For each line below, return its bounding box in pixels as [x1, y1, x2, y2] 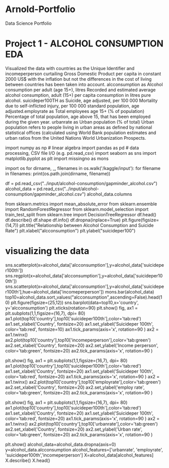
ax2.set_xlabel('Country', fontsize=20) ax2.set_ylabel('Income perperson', [5, 342, 159, 348]
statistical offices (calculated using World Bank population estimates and [5, 130, 156, 136]
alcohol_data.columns [86, 191, 132, 197]
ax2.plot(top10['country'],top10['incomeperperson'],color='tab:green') [5, 337, 151, 343]
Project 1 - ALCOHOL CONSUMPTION [5, 38, 164, 49]
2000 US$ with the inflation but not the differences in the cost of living [5, 76, 152, 82]
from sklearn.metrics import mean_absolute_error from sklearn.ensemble [5, 201, 157, 207]
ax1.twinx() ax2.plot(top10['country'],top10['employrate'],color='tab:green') [5, 379, 161, 385]
